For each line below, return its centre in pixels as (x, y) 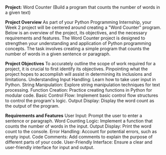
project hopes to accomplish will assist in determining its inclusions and (79, 74)
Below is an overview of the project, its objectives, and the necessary (76, 33)
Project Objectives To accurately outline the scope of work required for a (80, 64)
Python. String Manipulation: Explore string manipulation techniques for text (83, 85)
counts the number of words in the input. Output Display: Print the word (78, 126)
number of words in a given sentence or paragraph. (58, 54)
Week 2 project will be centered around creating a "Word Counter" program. (83, 27)
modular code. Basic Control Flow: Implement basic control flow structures (82, 95)
